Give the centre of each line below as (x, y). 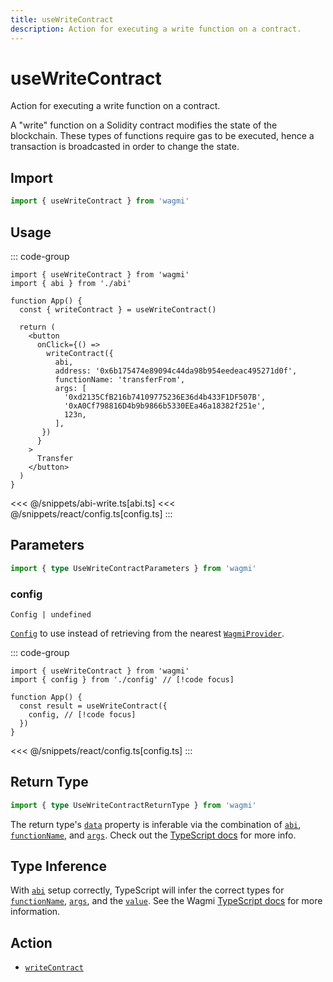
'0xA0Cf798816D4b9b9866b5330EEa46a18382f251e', (165, 406)
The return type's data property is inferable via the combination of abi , (156, 824)
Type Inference (58, 866)
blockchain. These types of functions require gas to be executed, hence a (162, 136)
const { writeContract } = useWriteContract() (118, 309)
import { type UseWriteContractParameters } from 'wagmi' (133, 568)
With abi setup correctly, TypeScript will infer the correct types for (147, 890)
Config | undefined (51, 614)
